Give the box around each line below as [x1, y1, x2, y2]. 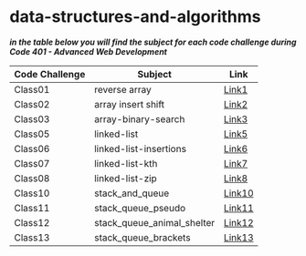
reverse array [94, 83, 153, 96]
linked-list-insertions [94, 142, 187, 155]
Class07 [14, 157, 50, 169]
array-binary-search [94, 112, 185, 125]
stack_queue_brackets [94, 230, 191, 243]
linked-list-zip [94, 171, 157, 184]
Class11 [14, 201, 50, 214]
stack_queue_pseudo [94, 201, 186, 214]
